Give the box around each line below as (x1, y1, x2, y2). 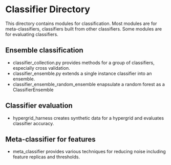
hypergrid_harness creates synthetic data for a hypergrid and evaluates (12, 115, 164, 121)
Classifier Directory (5, 4, 91, 15)
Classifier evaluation (5, 101, 73, 110)
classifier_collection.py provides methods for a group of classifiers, (12, 60, 155, 66)
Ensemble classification (5, 46, 83, 54)
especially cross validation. (12, 65, 70, 71)
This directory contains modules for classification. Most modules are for (5, 20, 157, 26)
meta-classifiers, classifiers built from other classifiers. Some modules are (5, 25, 162, 32)
